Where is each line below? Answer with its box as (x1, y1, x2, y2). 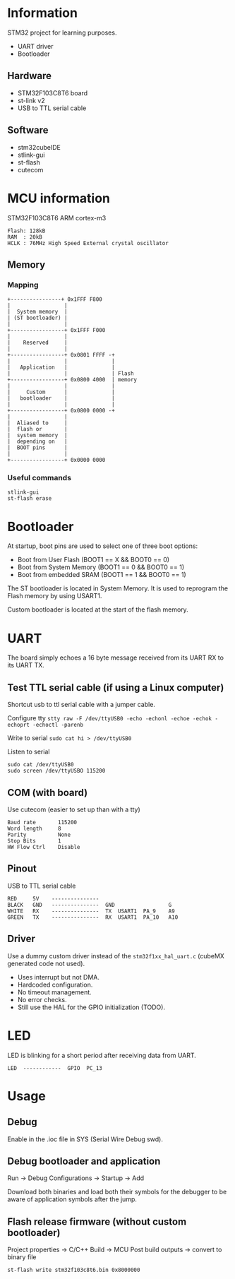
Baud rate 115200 (7, 819, 78, 826)
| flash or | (7, 426, 68, 433)
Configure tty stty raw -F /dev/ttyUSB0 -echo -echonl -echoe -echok (7, 714, 212, 722)
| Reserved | (7, 339, 68, 347)
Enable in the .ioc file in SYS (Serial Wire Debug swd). (7, 1135, 164, 1143)
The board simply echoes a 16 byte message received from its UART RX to (7, 653, 224, 662)
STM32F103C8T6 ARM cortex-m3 (7, 213, 107, 222)
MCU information (7, 190, 111, 206)
